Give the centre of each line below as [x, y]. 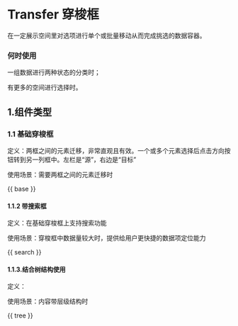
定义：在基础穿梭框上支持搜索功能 [57, 223]
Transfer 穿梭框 [53, 15]
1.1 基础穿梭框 [30, 134]
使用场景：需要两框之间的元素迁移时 [60, 174]
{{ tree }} [20, 315]
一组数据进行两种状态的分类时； [54, 72]
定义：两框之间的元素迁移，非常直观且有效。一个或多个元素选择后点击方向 [116, 150]
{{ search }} [24, 252]
